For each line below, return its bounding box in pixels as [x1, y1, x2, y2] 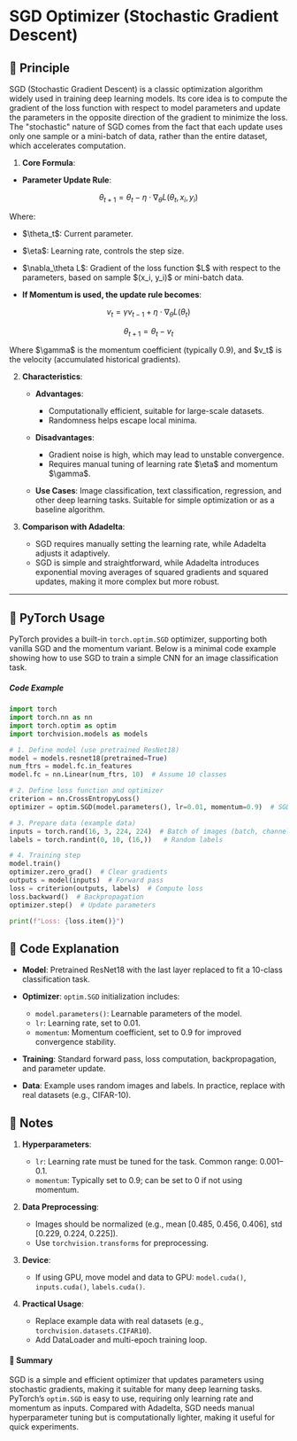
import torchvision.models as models [9, 729, 148, 738]
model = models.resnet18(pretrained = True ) [9, 753, 168, 763]
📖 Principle [9, 60, 71, 75]
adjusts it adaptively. [34, 548, 110, 559]
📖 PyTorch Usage [9, 610, 106, 626]
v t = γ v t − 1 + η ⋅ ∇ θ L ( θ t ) [106, 306, 191, 319]
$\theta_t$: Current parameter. [21, 228, 134, 238]
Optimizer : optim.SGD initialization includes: [21, 991, 180, 1002]
